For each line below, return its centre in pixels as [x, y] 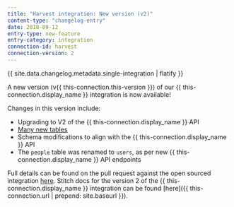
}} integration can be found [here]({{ [135, 188]
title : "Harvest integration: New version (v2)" [80, 14]
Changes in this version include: [54, 108]
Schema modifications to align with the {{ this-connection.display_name [122, 137]
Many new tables [42, 129]
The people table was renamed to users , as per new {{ [96, 152]
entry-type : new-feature [44, 34]
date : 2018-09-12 [33, 27]
